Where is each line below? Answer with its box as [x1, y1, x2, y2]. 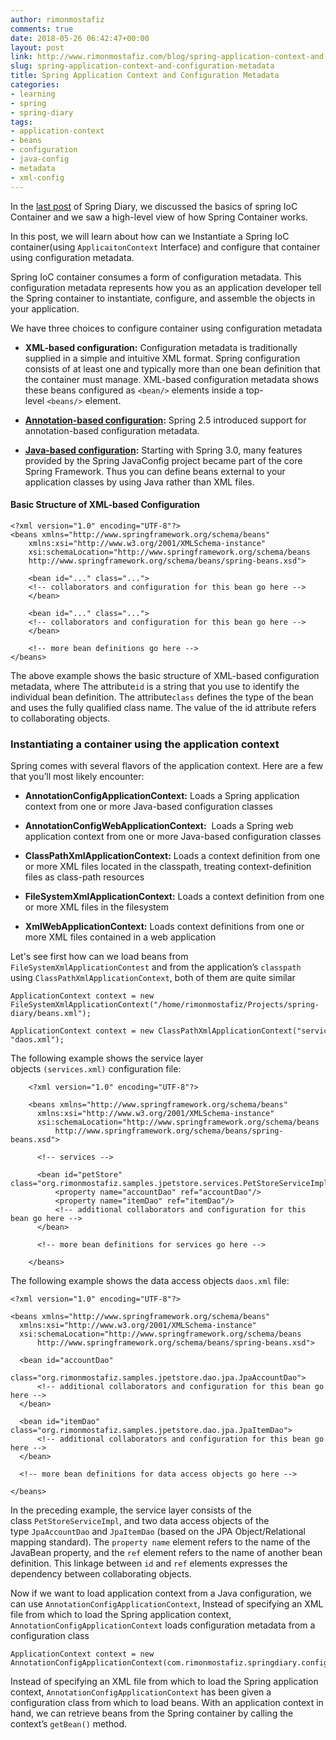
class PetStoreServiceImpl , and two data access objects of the [10, 1515, 270, 1526]
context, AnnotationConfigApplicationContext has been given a [10, 1686, 272, 1698]
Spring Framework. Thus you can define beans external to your [24, 465, 286, 477]
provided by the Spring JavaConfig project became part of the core [24, 454, 303, 466]
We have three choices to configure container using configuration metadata [10, 322, 323, 334]
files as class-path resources [24, 871, 145, 883]
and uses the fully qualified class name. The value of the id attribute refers [10, 701, 317, 713]
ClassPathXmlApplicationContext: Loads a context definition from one [24, 850, 321, 861]
